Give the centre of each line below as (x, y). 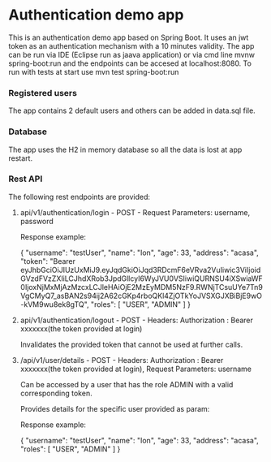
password (37, 221)
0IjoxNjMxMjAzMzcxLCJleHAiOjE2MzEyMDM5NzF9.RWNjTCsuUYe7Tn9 (142, 287)
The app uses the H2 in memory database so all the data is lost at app (125, 149)
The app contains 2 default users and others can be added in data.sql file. (132, 110)
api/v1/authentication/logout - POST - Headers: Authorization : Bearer (137, 320)
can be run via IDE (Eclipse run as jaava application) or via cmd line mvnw (132, 54)
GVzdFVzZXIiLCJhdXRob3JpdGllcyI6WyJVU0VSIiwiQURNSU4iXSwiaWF (142, 278)
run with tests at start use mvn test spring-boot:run (94, 71)
